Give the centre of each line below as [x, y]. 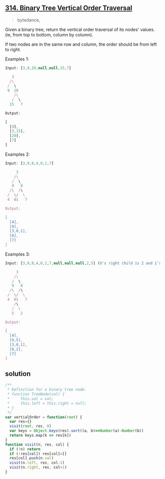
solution [18, 374]
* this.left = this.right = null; [47, 403]
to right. [13, 49]
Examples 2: [18, 154]
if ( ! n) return [25, 449]
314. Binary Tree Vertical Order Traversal [69, 8]
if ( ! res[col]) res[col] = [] [38, 454]
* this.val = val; [30, 399]
